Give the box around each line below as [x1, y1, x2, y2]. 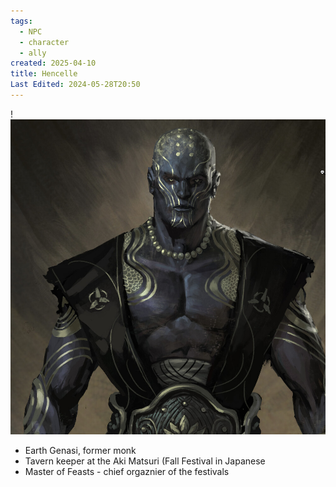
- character [19, 37, 70, 47]
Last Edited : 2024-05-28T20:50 [10, 80, 141, 90]
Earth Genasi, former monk [24, 444, 137, 456]
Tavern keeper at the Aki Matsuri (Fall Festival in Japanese [24, 455, 266, 467]
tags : [10, 16, 33, 26]
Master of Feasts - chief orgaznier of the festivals [24, 465, 230, 477]
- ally [19, 48, 47, 58]
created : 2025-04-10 [10, 58, 97, 69]
